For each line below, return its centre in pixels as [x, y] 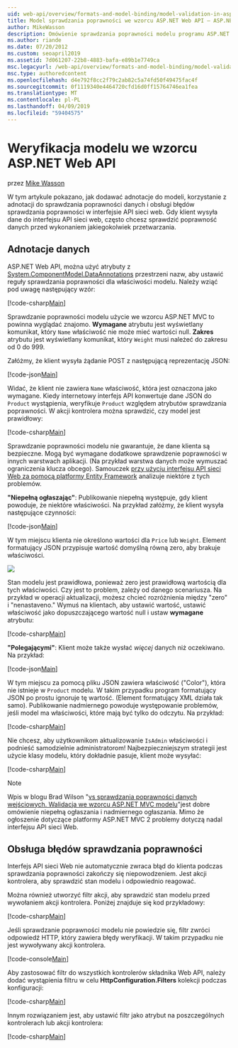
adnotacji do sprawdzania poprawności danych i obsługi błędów [101, 204]
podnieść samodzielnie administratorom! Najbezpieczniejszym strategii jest [117, 747]
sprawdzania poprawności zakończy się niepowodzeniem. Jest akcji [107, 874]
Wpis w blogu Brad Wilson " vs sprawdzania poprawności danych [102, 796]
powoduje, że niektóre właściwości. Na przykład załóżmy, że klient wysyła [116, 504]
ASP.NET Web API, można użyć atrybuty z [69, 266]
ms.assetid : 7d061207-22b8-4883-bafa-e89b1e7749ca [84, 60]
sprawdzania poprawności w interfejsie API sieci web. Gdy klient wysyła [113, 212]
